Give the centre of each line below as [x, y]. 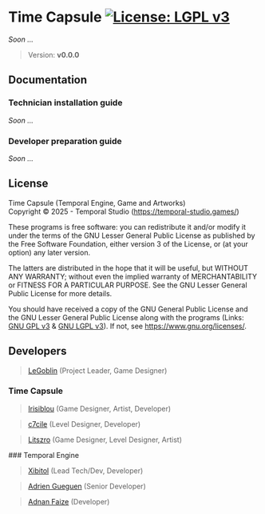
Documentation [48, 80]
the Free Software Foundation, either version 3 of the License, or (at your [129, 243]
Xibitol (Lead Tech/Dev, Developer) [85, 470]
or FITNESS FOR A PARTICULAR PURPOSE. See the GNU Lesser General [128, 285]
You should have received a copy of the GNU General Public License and [128, 309]
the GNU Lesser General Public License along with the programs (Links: [126, 317]
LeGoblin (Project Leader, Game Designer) [97, 370]
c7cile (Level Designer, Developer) [84, 424]
